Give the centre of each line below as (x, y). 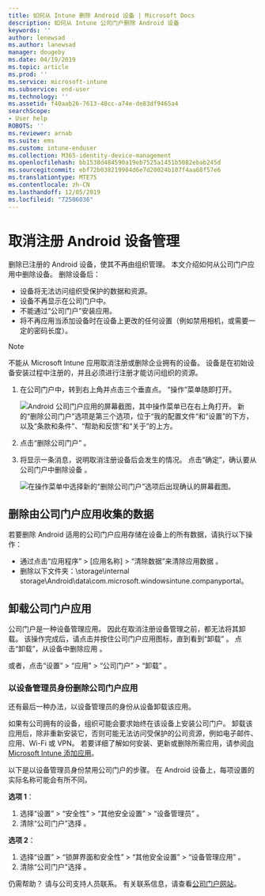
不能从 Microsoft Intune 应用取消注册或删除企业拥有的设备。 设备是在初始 (128, 363)
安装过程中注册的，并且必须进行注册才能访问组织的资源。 (108, 373)
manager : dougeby (37, 52)
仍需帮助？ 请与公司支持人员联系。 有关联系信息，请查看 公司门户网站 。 (125, 884)
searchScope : (30, 112)
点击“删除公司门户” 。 (55, 443)
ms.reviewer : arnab (40, 133)
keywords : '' (30, 30)
